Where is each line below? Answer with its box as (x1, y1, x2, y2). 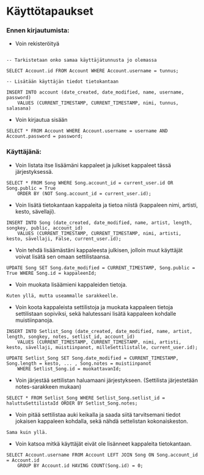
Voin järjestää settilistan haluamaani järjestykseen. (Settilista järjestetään (15, 376, 199, 384)
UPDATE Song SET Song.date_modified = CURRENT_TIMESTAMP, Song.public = (6, 264, 195, 271)
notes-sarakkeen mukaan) (15, 383, 82, 390)
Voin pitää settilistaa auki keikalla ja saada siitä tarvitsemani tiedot (15, 411, 181, 418)
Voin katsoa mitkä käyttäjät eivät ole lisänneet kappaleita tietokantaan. (15, 439, 192, 447)
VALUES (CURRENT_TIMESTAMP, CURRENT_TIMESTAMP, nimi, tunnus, (17, 100, 179, 107)
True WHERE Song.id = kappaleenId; (6, 270, 97, 276)
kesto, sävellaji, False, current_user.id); (6, 236, 122, 242)
